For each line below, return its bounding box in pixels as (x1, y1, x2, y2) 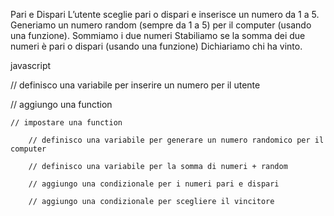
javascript (10, 60, 52, 71)
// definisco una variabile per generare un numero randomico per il (28, 135, 325, 145)
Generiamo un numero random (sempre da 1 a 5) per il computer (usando (10, 19, 312, 31)
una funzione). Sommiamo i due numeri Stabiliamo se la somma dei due (10, 30, 306, 41)
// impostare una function (10, 118, 123, 128)
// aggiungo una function (10, 99, 113, 110)
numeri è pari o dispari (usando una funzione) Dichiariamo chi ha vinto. (10, 40, 303, 52)
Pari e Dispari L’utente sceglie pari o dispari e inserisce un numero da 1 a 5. (10, 9, 320, 20)
